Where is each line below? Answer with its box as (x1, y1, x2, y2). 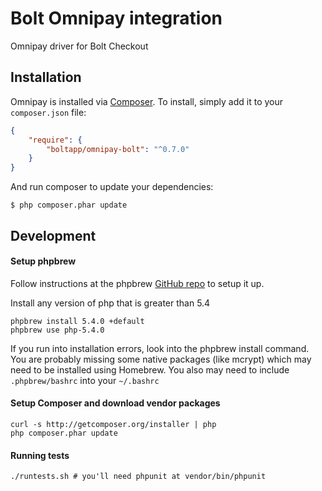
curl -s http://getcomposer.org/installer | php (10, 419, 217, 429)
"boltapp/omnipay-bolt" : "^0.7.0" (46, 144, 190, 154)
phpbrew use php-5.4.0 (10, 325, 105, 335)
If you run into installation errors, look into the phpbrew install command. (10, 342, 310, 354)
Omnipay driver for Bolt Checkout (10, 40, 149, 52)
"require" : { (28, 135, 83, 145)
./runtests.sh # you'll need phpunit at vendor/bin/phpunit (10, 472, 267, 482)
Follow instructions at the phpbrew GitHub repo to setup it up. (10, 277, 265, 289)
